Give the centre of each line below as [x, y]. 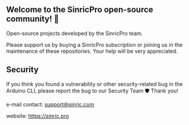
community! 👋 [33, 19]
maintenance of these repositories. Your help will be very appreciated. [92, 51]
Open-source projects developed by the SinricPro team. [75, 33]
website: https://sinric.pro [38, 116]
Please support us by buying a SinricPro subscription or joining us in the [94, 44]
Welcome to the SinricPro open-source [80, 10]
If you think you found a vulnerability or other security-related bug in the [94, 84]
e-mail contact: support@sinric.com [50, 104]
